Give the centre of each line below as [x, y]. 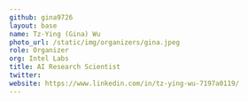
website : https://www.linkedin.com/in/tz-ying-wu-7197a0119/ [124, 83]
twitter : [25, 75]
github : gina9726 [41, 17]
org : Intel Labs [39, 59]
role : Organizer [39, 51]
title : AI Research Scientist [65, 67]
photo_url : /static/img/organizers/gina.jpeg [94, 42]
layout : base [33, 26]
